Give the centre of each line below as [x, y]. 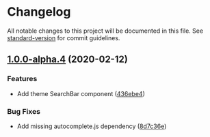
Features [22, 79]
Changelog [39, 12]
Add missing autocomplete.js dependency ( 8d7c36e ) [92, 126]
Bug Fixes [24, 111]
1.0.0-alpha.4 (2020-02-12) [67, 60]
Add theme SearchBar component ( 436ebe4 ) [81, 93]
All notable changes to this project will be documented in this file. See [105, 31]
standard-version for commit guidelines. [64, 37]
